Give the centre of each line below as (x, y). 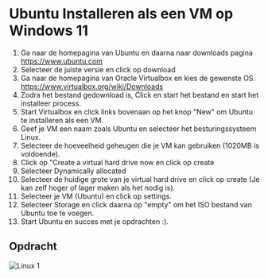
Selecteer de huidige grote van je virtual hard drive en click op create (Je (140, 179)
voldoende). (40, 154)
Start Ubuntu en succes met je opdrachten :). (95, 221)
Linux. (31, 137)
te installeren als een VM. (62, 120)
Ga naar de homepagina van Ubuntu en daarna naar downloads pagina (137, 52)
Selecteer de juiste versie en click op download (98, 69)
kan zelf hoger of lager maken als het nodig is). (98, 187)
